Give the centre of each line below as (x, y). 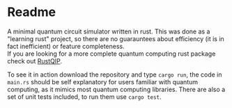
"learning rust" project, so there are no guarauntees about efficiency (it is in (116, 38)
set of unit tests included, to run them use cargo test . (84, 97)
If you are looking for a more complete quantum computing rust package (111, 54)
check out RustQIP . (35, 61)
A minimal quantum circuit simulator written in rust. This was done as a (109, 31)
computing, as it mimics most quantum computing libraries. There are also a (116, 89)
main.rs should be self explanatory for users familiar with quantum (103, 82)
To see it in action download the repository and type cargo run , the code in (115, 75)
